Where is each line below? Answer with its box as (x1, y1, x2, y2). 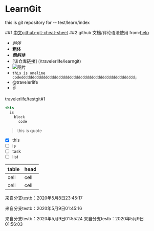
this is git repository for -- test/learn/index (5, 19, 90, 25)
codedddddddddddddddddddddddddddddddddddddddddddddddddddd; (12, 75, 137, 80)
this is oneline (12, 71, 45, 76)
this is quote (17, 128, 42, 134)
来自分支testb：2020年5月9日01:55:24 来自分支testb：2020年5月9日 (5, 215, 144, 221)
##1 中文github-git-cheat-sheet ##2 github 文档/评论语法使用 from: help (5, 29, 149, 35)
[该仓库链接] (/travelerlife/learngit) (12, 58, 82, 64)
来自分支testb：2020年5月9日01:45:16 (5, 205, 82, 211)
